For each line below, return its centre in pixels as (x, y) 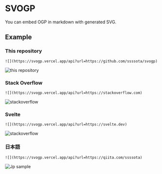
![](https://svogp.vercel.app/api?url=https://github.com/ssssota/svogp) (81, 61)
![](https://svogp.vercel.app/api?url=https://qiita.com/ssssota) (74, 157)
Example (18, 37)
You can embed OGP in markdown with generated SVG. (61, 22)
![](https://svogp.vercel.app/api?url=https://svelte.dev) (66, 124)
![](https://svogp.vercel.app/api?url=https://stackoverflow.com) (74, 93)
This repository (24, 51)
